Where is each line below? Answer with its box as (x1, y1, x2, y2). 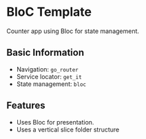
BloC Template (6, 4, 92, 20)
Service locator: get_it (16, 72, 82, 81)
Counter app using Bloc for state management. (6, 27, 139, 35)
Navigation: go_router (16, 65, 79, 73)
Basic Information (6, 47, 85, 58)
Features (6, 100, 45, 111)
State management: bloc (16, 80, 87, 88)
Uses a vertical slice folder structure (16, 125, 120, 133)
